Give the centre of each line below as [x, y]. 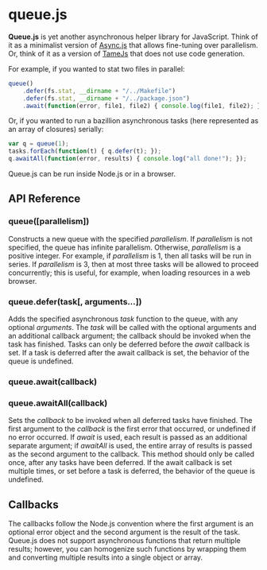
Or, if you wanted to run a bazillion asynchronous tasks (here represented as [133, 121]
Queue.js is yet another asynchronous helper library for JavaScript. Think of [133, 37]
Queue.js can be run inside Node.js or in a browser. [92, 174]
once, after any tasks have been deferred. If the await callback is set [120, 463]
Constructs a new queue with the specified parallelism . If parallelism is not [130, 238]
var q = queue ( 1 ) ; [39, 144]
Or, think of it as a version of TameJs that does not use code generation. [126, 53]
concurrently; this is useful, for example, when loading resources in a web [129, 273]
